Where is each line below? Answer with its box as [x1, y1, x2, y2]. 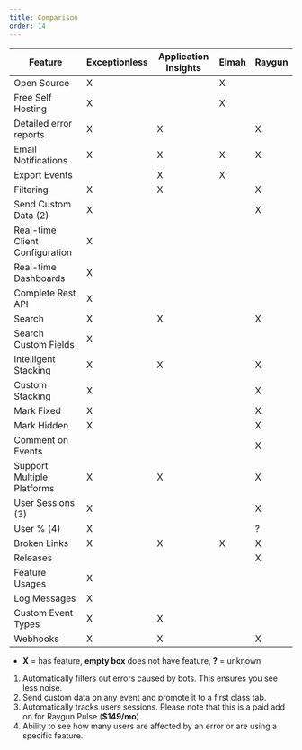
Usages [13, 577, 47, 589]
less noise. [22, 682, 63, 693]
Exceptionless [85, 56, 148, 68]
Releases [13, 551, 52, 564]
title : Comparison [9, 13, 78, 22]
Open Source [13, 76, 70, 89]
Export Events [13, 168, 74, 181]
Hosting [13, 102, 48, 115]
